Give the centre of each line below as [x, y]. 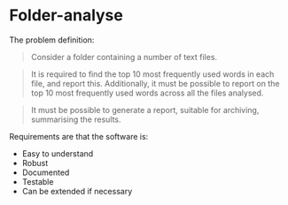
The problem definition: [52, 40]
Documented [46, 172]
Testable [38, 181]
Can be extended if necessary [77, 191]
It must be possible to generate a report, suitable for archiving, [145, 110]
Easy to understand [58, 153]
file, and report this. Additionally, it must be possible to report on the [155, 83]
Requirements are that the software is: [79, 136]
